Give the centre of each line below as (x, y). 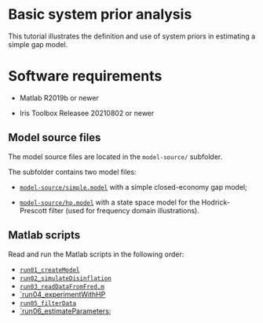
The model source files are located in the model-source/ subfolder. (115, 156)
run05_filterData (48, 303)
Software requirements (85, 76)
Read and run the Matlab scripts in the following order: (96, 254)
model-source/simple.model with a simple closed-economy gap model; (133, 187)
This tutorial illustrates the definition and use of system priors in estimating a (132, 36)
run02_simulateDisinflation (65, 278)
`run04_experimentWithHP (62, 294)
